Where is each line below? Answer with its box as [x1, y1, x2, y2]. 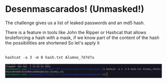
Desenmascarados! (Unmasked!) [5, 3, 144, 15]
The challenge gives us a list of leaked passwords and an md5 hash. [5, 20, 145, 26]
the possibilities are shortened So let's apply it [5, 40, 100, 45]
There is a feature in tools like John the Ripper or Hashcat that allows [5, 29, 147, 35]
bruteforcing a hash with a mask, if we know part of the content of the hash [5, 35, 160, 41]
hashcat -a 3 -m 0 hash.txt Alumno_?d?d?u [5, 55, 94, 60]
